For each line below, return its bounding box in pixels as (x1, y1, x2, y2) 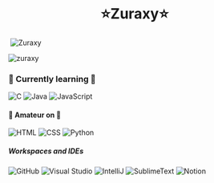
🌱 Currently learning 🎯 (8, 73, 96, 84)
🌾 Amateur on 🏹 (8, 110, 62, 120)
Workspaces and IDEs (8, 146, 84, 156)
